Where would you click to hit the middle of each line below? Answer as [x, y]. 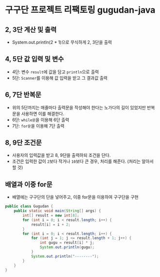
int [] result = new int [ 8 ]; [51, 215]
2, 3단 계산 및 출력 [31, 30]
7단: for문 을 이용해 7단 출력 [38, 126]
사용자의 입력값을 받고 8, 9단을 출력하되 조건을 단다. [61, 155]
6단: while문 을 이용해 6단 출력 [41, 120]
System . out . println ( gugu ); [67, 247]
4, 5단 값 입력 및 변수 [35, 59]
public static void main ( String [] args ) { [57, 211]
